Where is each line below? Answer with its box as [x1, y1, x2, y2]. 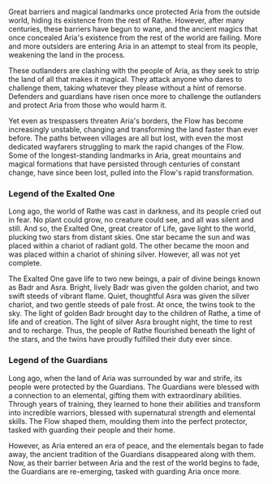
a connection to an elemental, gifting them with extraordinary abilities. [8, 390, 242, 400]
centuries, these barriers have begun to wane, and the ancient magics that [8, 24, 258, 33]
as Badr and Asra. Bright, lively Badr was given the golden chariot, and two [8, 283, 259, 292]
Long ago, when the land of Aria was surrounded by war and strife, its [8, 373, 242, 382]
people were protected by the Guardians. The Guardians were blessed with [8, 382, 260, 391]
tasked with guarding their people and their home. [8, 425, 176, 434]
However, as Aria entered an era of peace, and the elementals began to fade [8, 440, 264, 450]
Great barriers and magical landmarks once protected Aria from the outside [8, 7, 261, 16]
